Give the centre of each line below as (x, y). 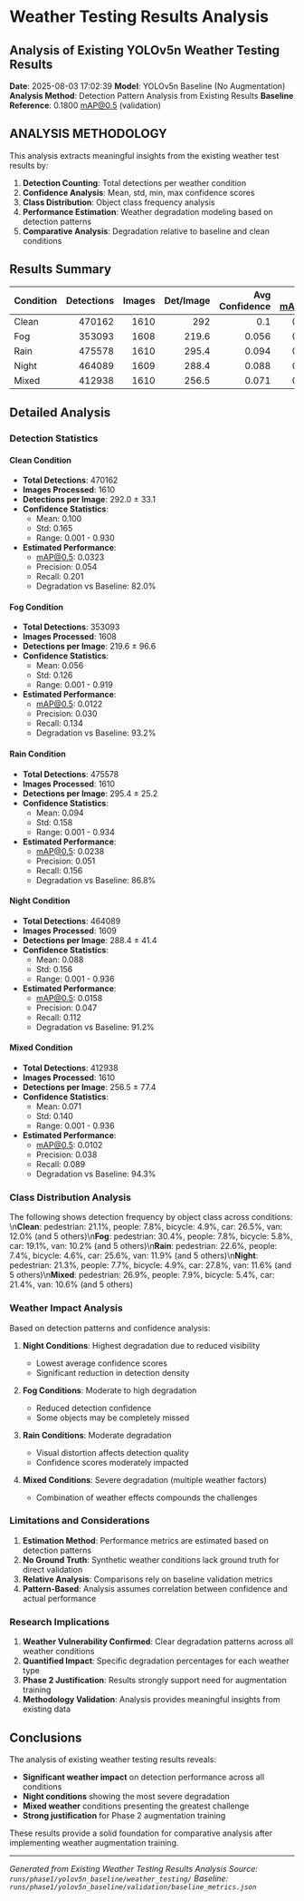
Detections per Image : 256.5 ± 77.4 (89, 1087)
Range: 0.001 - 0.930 (75, 538)
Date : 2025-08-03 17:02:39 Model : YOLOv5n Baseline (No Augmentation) (147, 86)
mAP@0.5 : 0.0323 (70, 557)
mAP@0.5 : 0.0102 (69, 1145)
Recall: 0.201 (60, 577)
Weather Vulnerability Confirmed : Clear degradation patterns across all (158, 1642)
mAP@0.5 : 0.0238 (70, 851)
